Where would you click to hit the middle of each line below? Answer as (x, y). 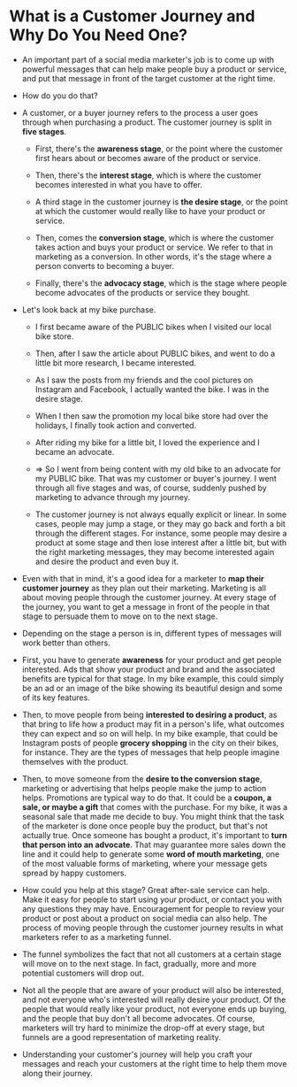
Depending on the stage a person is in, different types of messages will (152, 633)
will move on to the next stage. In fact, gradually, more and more (139, 963)
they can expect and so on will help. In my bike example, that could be (150, 733)
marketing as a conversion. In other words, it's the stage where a (153, 256)
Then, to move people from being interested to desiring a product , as (149, 714)
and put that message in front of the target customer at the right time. (148, 78)
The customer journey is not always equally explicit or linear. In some (161, 514)
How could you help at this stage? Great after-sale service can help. (145, 890)
